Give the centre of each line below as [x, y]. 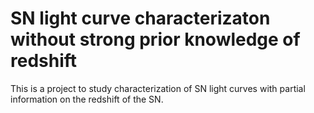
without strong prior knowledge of [155, 39]
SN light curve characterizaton [140, 18]
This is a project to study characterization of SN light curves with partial [158, 88]
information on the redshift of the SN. [87, 99]
